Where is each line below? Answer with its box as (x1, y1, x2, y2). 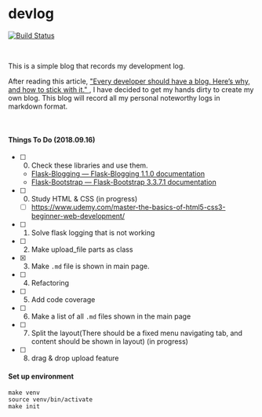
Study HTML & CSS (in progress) (31, 194, 138, 204)
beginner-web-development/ (31, 212, 126, 221)
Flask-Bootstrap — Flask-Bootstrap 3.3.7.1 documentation (31, 178, 217, 187)
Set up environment (8, 371, 75, 381)
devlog (8, 5, 55, 23)
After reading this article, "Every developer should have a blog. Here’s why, (8, 76, 251, 86)
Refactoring (31, 279, 69, 288)
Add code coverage (31, 295, 96, 304)
